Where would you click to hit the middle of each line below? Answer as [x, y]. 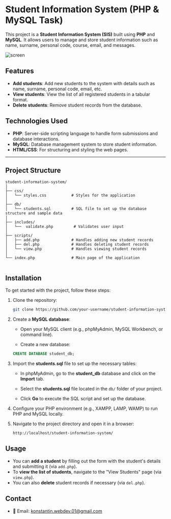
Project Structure [33, 170]
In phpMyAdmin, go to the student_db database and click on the [88, 373]
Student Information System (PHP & [82, 9]
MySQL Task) [34, 20]
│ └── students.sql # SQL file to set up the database [76, 209]
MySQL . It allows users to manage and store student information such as [82, 40]
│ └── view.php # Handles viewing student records [76, 249]
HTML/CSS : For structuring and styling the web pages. [70, 149]
